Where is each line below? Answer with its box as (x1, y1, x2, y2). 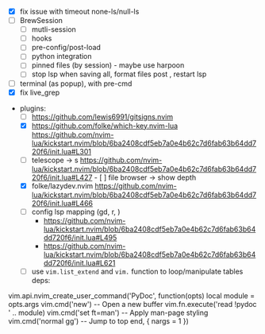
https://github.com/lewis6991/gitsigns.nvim (31, 111, 173, 122)
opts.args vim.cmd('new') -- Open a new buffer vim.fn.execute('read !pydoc (8, 300, 257, 309)
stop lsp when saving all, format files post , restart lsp (31, 69, 207, 79)
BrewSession (19, 16, 63, 25)
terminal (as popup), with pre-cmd (19, 79, 132, 88)
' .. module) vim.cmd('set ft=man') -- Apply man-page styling (8, 308, 209, 317)
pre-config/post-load (31, 43, 102, 52)
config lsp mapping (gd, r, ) (31, 207, 121, 216)
